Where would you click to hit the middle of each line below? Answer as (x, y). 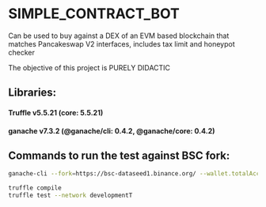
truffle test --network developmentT (70, 196)
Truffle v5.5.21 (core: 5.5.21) (56, 112)
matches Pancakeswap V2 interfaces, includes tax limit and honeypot (122, 43)
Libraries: (32, 93)
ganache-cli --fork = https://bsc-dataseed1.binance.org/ (102, 174)
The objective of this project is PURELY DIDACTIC (89, 67)
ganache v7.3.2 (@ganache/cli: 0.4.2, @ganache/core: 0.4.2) (112, 130)
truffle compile (35, 188)
